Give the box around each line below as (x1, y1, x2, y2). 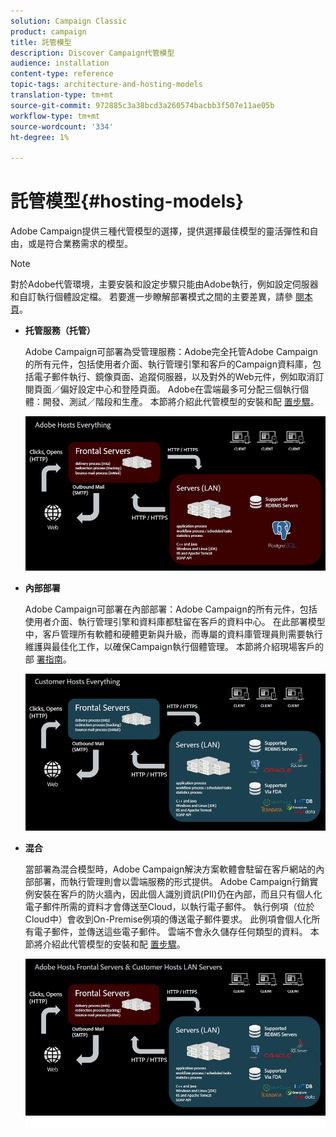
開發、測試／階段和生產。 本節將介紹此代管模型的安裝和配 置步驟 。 (42, 396, 320, 408)
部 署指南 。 (24, 653, 72, 665)
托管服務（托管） (24, 325, 96, 337)
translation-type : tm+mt (10, 90, 114, 100)
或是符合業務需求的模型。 (27, 238, 133, 250)
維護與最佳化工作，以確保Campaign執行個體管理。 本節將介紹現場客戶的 (24, 641, 324, 653)
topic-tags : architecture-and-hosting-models (10, 80, 203, 90)
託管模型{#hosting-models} (10, 190, 245, 213)
